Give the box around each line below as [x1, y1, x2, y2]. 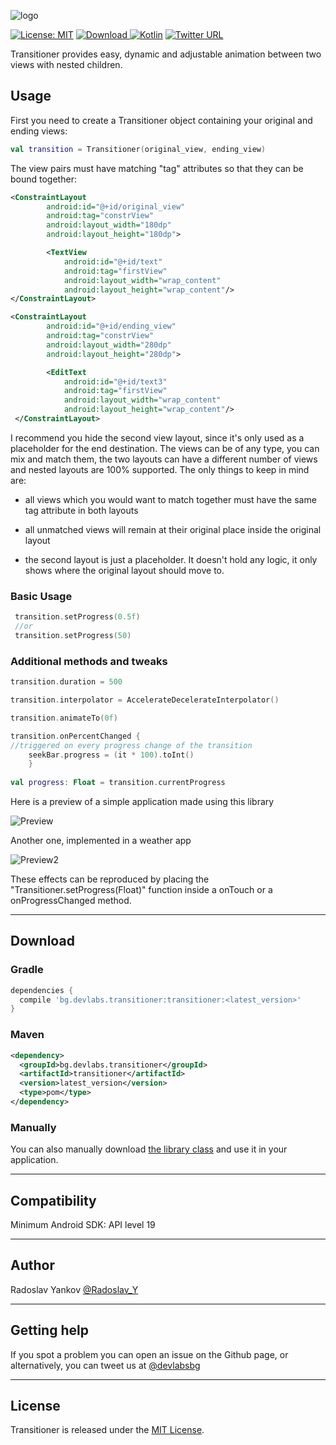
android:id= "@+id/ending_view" [46, 321, 177, 332]
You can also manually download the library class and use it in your [10, 1143, 288, 1155]
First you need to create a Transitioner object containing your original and [10, 114, 313, 126]
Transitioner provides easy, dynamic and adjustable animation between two [10, 48, 322, 60]
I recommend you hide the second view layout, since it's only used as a [10, 431, 305, 444]
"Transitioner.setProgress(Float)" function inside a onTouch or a [10, 884, 273, 896]
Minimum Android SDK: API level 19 [10, 1219, 156, 1230]
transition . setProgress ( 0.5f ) [14, 612, 141, 622]
